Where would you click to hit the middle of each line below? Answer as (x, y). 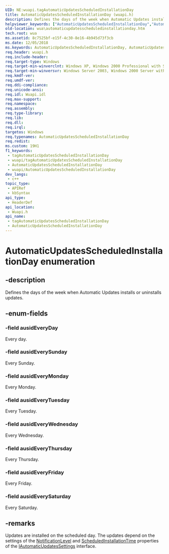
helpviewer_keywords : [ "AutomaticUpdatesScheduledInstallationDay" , (78, 24)
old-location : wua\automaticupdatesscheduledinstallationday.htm (75, 29)
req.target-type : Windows (32, 62)
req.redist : (18, 141)
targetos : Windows (24, 132)
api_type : (16, 197)
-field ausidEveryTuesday (37, 400)
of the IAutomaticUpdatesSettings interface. (51, 546)
